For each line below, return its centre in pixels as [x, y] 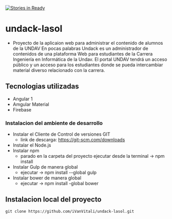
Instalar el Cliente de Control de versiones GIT [61, 134]
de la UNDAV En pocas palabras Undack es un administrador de [80, 48]
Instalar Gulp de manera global [45, 167]
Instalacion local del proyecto [53, 200]
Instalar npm [26, 151]
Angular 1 [23, 99]
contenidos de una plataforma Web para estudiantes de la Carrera [83, 53]
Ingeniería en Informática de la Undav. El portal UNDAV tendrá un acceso [90, 59]
